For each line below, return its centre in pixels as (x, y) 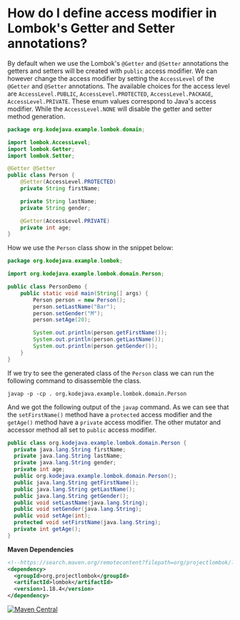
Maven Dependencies (40, 549)
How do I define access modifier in (112, 13)
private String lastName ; (59, 201)
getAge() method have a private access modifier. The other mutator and (114, 422)
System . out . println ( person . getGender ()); (96, 346)
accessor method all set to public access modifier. (82, 429)
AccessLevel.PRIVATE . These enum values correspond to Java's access (112, 101)
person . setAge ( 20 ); (62, 320)
